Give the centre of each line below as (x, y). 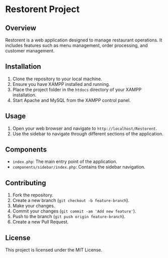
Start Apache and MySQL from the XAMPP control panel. (71, 100)
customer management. (30, 51)
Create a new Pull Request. (40, 222)
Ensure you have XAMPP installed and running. (61, 84)
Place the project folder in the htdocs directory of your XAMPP (77, 89)
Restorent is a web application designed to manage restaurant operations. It (84, 40)
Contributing (26, 183)
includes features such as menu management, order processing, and (77, 45)
